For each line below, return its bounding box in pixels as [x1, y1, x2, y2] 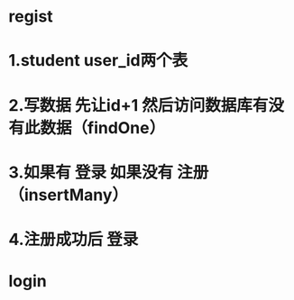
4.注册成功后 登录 [8, 229, 139, 250]
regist [8, 6, 53, 27]
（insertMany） [8, 185, 128, 205]
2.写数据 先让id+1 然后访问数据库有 [8, 95, 269, 115]
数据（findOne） [40, 117, 166, 138]
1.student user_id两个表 [8, 50, 188, 71]
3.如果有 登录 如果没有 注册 [8, 162, 209, 182]
